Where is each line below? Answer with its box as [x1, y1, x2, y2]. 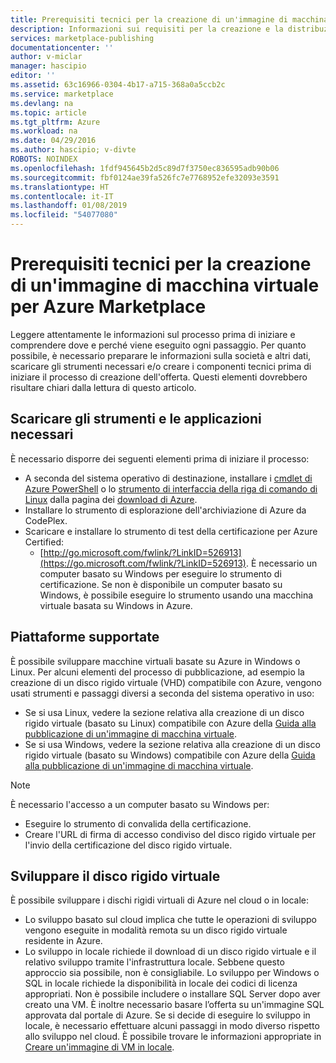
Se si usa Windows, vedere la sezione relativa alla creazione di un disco [24, 738, 321, 750]
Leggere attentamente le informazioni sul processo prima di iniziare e [10, 328, 296, 340]
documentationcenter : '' [10, 42, 114, 53]
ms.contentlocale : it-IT [10, 191, 114, 201]
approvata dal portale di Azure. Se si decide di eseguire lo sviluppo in [24, 1009, 311, 1021]
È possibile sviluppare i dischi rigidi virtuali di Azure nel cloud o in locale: [10, 894, 310, 906]
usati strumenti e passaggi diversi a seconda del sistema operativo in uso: [10, 687, 315, 699]
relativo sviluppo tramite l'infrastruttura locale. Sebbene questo [24, 956, 285, 968]
